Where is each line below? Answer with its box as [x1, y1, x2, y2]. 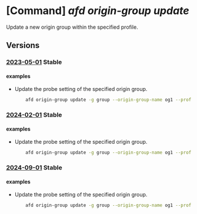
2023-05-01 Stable [6, 58, 62, 66]
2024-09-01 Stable [6, 164, 63, 172]
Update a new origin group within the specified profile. [6, 23, 138, 30]
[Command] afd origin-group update [6, 4, 189, 18]
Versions [6, 40, 40, 50]
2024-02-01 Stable [6, 111, 62, 119]
